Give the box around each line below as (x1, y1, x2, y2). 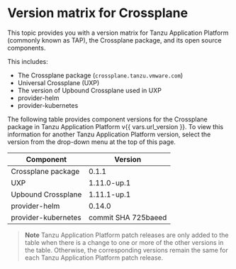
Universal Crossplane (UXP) (17, 78, 100, 87)
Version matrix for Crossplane (7, 5, 189, 21)
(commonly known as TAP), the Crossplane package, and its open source (7, 35, 222, 44)
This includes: (7, 57, 48, 65)
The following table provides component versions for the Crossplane (7, 115, 208, 123)
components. (7, 43, 46, 52)
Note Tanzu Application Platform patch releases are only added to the (24, 231, 229, 239)
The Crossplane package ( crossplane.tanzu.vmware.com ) (17, 71, 184, 79)
